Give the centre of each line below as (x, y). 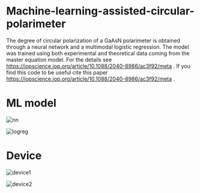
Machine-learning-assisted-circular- (100, 11)
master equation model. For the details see (59, 60)
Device (24, 156)
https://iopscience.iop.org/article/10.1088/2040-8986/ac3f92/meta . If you (98, 66)
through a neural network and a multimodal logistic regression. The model (98, 47)
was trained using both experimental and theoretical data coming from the (98, 53)
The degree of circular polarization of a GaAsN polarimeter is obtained (93, 40)
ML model (32, 103)
